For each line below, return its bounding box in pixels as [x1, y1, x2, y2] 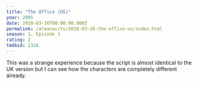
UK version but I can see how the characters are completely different [6, 65, 178, 72]
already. [6, 72, 26, 79]
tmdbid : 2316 [6, 43, 39, 49]
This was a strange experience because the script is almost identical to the [6, 58, 192, 66]
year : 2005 [6, 14, 34, 20]
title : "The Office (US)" [6, 8, 71, 15]
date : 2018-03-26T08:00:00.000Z [6, 20, 87, 26]
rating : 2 [6, 37, 31, 43]
